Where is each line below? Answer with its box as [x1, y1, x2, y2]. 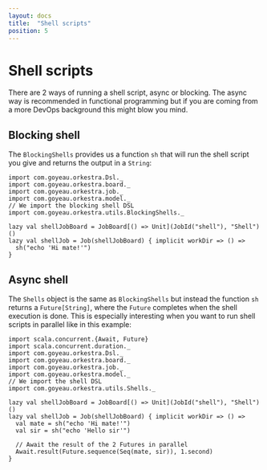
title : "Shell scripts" [8, 19, 91, 27]
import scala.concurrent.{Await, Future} [8, 335, 149, 343]
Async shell [8, 272, 68, 286]
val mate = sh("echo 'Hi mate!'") [15, 419, 131, 427]
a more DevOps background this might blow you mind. [8, 105, 188, 115]
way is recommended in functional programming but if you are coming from [8, 96, 258, 106]
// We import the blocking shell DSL [8, 202, 135, 210]
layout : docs [8, 11, 52, 20]
